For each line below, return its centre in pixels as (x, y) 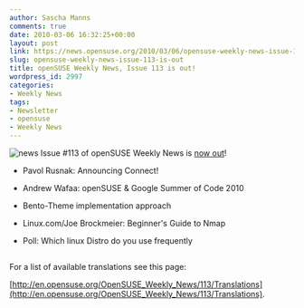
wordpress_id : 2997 (46, 77)
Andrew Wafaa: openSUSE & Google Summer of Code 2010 (133, 188)
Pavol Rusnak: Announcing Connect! (90, 170)
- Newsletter (34, 111)
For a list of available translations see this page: (98, 267)
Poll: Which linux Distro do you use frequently (107, 241)
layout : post (34, 43)
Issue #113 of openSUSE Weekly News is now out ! (133, 153)
